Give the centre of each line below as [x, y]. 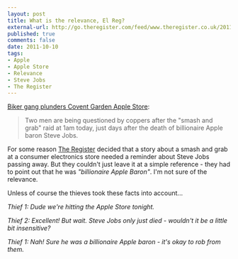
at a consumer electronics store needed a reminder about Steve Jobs [108, 157]
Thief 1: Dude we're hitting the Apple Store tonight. [81, 207]
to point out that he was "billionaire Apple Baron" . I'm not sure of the [107, 172]
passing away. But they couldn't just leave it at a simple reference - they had [119, 165]
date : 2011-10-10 [33, 47]
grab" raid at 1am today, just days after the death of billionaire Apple [124, 128]
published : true [31, 34]
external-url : [28, 27]
